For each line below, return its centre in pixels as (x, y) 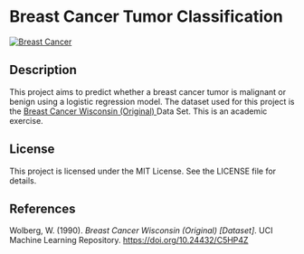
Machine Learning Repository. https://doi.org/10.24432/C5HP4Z (129, 240)
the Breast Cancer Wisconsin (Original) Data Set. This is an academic (138, 111)
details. (23, 180)
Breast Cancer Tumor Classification (146, 17)
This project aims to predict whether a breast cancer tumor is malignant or (148, 91)
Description (43, 70)
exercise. (26, 120)
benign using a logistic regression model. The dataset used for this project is (152, 101)
